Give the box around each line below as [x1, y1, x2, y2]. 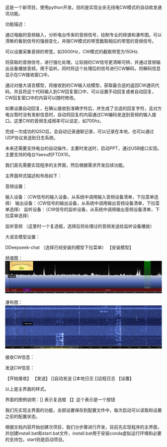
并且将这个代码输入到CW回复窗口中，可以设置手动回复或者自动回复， [13, 89, 157, 94]
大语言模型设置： [5, 234, 40, 239]
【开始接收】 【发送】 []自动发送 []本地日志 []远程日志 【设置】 [5, 376, 134, 382]
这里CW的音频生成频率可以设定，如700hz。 [13, 118, 104, 124]
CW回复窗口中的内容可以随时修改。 [5, 95, 79, 101]
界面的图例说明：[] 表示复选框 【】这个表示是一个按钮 [5, 397, 116, 403]
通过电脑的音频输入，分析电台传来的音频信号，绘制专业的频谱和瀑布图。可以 [5, 32, 162, 37]
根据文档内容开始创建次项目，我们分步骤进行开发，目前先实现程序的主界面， [5, 424, 162, 430]
